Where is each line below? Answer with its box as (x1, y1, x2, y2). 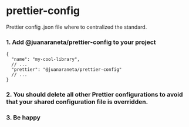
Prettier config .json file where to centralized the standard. (6, 23, 147, 30)
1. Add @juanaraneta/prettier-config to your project (6, 38, 157, 46)
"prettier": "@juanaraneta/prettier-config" (11, 67, 122, 73)
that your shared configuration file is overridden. (6, 98, 148, 106)
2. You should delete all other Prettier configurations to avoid (6, 91, 183, 99)
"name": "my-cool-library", (11, 57, 80, 63)
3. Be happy (6, 114, 41, 122)
